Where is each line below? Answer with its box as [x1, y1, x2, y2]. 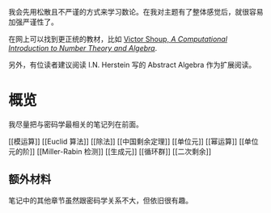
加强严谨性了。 [8, 17, 58, 27]
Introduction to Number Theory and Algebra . [8, 44, 158, 52]
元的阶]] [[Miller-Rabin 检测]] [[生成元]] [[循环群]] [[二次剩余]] [8, 146, 212, 156]
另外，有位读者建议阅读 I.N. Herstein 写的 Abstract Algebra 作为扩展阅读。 [8, 60, 256, 69]
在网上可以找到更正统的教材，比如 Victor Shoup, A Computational [8, 35, 228, 44]
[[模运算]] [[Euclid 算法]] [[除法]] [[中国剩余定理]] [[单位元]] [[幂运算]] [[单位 [8, 136, 259, 146]
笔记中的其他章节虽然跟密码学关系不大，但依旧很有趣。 [8, 195, 193, 205]
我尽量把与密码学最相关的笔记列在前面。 [8, 119, 143, 129]
